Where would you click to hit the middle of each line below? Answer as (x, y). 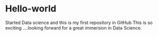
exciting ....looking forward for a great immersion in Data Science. (74, 27)
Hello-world (31, 9)
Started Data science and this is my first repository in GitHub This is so (79, 22)
